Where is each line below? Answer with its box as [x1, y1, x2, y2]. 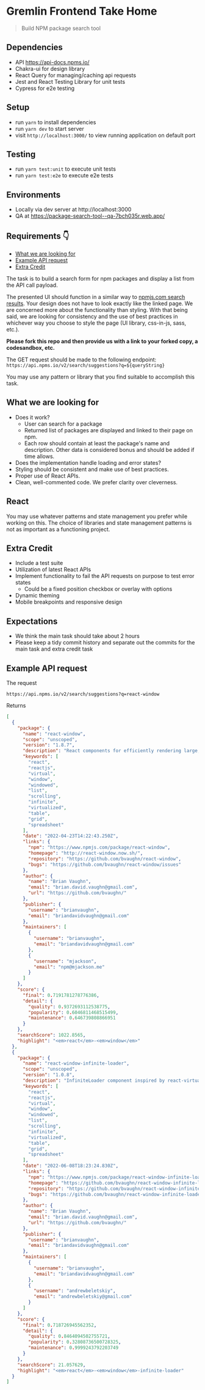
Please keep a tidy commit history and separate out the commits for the [15, 639, 195, 646]
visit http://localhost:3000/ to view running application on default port [15, 131, 196, 139]
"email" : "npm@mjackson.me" [33, 964, 105, 970]
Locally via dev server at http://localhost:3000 [15, 206, 132, 213]
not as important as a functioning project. [6, 525, 110, 533]
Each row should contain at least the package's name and [24, 439, 170, 447]
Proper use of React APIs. [15, 472, 81, 479]
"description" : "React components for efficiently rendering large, [22, 748, 201, 754]
